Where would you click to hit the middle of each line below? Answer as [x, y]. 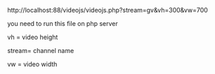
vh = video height [33, 37]
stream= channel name [41, 51]
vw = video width [32, 64]
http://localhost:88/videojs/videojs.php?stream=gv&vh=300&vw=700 [108, 10]
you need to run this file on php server [63, 23]
